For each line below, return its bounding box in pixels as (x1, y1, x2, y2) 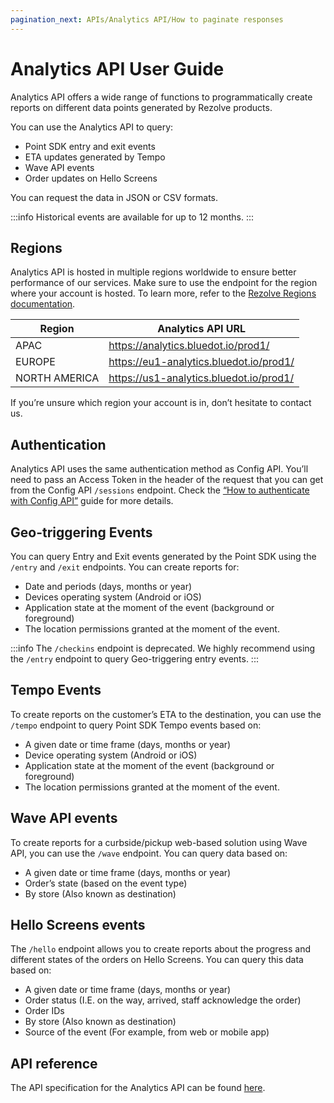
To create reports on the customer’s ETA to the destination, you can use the (10, 708, 322, 720)
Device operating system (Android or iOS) (24, 749, 198, 761)
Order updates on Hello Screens (24, 172, 158, 184)
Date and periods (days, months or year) (24, 581, 193, 592)
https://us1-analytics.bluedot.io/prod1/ (108, 371, 295, 385)
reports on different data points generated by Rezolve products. (10, 101, 273, 113)
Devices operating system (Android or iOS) (24, 591, 202, 603)
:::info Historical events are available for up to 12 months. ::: (10, 211, 255, 223)
